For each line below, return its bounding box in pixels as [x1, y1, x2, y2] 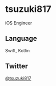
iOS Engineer [5, 20, 32, 26]
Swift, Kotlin [5, 47, 30, 53]
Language [5, 34, 37, 43]
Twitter [5, 62, 28, 71]
